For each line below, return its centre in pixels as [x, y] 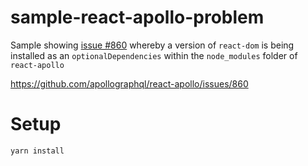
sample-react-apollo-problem [137, 17]
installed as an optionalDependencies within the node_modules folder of [154, 55]
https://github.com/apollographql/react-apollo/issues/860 [129, 83]
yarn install [37, 151]
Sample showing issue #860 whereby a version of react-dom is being [152, 45]
